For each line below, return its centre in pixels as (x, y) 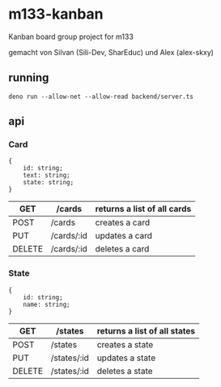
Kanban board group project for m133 (71, 37)
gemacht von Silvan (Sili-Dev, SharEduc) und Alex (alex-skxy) (111, 52)
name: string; (47, 304)
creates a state (125, 344)
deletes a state (125, 371)
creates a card (123, 222)
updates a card (123, 236)
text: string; (47, 175)
